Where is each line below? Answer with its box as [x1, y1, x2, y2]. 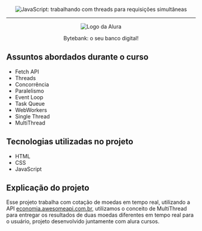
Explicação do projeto [6, 183, 90, 193]
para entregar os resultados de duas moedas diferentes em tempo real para [6, 211, 194, 219]
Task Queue [14, 100, 45, 107]
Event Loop [14, 93, 44, 100]
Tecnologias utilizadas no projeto [6, 137, 133, 147]
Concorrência [14, 81, 49, 88]
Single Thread [14, 112, 50, 120]
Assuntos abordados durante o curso [6, 52, 149, 63]
